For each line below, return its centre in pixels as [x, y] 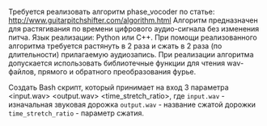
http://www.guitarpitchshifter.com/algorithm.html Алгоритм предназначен [133, 20]
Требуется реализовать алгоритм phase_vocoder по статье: [112, 12]
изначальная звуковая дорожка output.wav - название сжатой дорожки [132, 105]
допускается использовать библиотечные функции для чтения [117, 63]
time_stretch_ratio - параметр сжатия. [76, 113]
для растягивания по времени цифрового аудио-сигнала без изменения [134, 29]
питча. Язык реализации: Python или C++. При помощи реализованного [133, 37]
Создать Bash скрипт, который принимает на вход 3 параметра [119, 87]
